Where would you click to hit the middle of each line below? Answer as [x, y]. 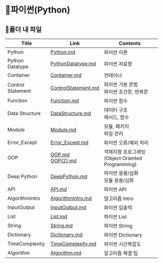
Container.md [66, 75]
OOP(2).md [63, 161]
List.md [59, 216]
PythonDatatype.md [73, 64]
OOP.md [60, 155]
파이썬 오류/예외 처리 [126, 143]
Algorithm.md [66, 253]
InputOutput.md [68, 207]
